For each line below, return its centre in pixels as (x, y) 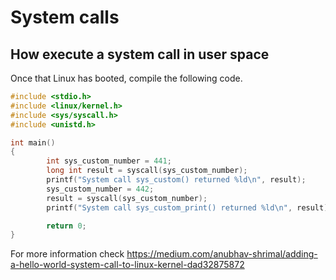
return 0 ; (66, 226)
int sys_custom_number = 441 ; (109, 161)
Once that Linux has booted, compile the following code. (126, 78)
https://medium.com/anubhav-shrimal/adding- (222, 254)
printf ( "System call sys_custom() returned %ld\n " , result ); (176, 180)
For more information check (67, 254)
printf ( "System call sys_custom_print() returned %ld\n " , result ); (189, 207)
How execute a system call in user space (140, 54)
